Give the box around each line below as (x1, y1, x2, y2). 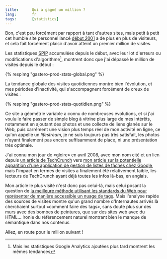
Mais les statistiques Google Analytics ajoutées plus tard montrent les (12, 244, 155, 250)
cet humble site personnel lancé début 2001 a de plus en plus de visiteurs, (5, 35, 158, 41)
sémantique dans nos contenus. (5, 219, 71, 226)
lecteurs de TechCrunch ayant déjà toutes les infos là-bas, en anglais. (5, 173, 148, 179)
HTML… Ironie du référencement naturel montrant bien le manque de (5, 214, 147, 220)
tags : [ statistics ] (5, 16, 59, 21)
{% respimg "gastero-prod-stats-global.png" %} (5, 71, 104, 77)
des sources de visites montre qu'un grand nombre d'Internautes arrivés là (5, 198, 159, 204)
